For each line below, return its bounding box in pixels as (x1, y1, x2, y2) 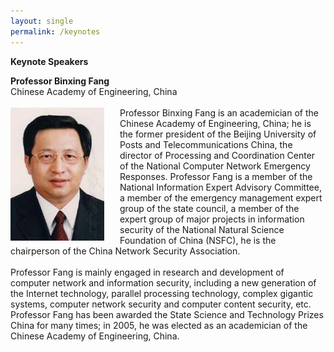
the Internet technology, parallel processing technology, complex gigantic (10, 287, 314, 299)
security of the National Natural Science (119, 223, 285, 235)
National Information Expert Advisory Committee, (119, 181, 322, 193)
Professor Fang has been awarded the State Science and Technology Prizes (10, 308, 324, 320)
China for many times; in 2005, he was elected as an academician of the (10, 319, 308, 331)
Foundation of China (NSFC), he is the (119, 234, 277, 246)
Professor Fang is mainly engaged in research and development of (10, 266, 285, 278)
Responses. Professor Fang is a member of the (119, 170, 313, 182)
